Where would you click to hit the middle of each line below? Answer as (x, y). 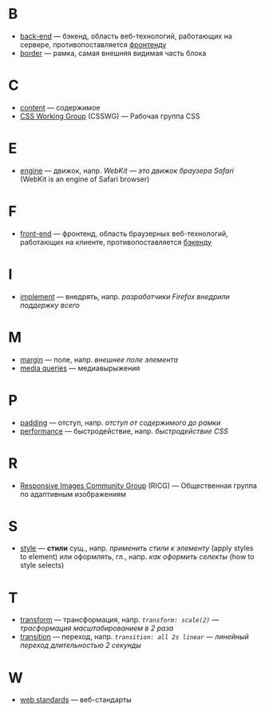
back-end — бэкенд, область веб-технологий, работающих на (126, 36)
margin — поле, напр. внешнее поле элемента (99, 359)
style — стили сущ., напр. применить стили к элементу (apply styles (136, 548)
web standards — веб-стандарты (75, 700)
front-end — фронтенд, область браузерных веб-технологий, (124, 234)
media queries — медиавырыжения (80, 368)
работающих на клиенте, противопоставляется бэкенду (116, 242)
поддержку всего (49, 305)
